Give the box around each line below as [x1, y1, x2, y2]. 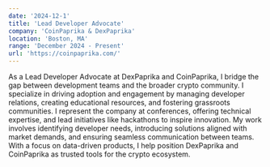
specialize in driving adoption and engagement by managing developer [8, 89, 245, 98]
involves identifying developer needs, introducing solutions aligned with [8, 123, 248, 133]
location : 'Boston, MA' [8, 34, 89, 43]
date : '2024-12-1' [8, 11, 70, 20]
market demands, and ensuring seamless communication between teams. [8, 132, 255, 142]
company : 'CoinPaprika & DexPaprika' [8, 27, 136, 35]
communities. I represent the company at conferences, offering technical [8, 106, 251, 116]
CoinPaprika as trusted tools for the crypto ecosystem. [8, 149, 191, 159]
